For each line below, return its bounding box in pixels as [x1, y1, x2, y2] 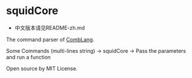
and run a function [6, 53, 51, 60]
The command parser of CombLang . [6, 36, 95, 43]
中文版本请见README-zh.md [14, 24, 85, 31]
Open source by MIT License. [6, 65, 78, 72]
